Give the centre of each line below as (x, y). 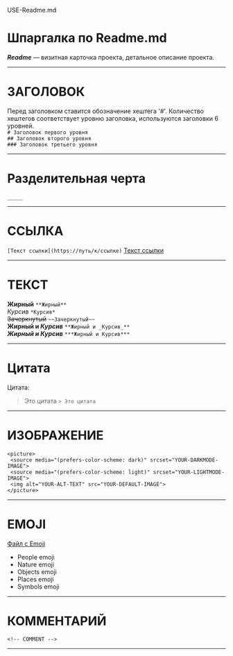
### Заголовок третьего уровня (52, 144)
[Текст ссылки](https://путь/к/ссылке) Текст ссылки (86, 250)
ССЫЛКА (35, 231)
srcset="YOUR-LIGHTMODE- (189, 472)
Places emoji (35, 579)
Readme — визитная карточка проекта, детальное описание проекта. (111, 57)
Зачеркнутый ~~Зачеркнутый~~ (51, 319)
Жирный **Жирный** (37, 304)
